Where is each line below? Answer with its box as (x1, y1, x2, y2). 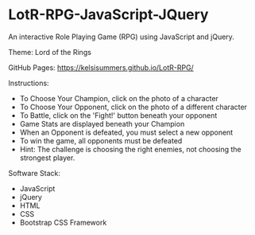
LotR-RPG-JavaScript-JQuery (8, 6, 209, 24)
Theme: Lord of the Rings (8, 47, 91, 57)
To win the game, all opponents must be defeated (19, 135, 183, 145)
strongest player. (19, 153, 75, 163)
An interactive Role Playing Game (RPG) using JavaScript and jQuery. (8, 32, 234, 41)
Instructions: (8, 78, 49, 88)
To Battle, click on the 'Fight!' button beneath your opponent (19, 110, 218, 120)
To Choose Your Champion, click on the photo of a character (19, 93, 218, 103)
